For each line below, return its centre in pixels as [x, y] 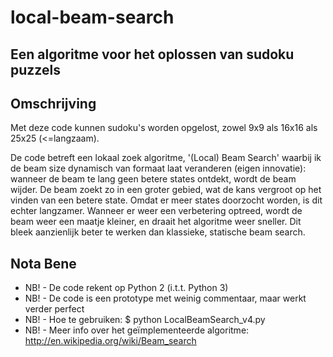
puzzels [35, 69]
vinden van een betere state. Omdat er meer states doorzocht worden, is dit [166, 200]
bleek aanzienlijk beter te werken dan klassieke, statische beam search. [158, 232]
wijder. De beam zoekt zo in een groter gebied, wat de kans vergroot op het [166, 190]
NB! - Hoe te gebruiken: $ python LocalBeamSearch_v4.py [145, 320]
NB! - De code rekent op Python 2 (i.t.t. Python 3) [126, 288]
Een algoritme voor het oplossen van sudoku [152, 54]
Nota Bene [43, 263]
